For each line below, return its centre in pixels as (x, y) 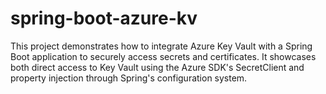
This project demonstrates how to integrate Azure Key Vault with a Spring (161, 46)
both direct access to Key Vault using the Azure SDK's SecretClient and (157, 67)
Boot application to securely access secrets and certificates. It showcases (163, 56)
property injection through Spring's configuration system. (129, 78)
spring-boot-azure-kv (104, 18)
